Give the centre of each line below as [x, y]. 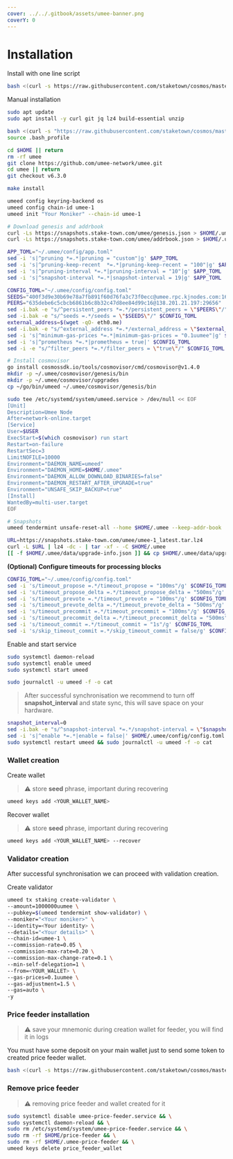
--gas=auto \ [26, 990]
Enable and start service [42, 644]
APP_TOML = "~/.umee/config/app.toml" [60, 252]
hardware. [39, 710]
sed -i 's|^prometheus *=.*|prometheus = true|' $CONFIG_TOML [99, 342]
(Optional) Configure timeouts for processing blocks [84, 566]
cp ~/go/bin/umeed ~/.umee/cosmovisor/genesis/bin [82, 387]
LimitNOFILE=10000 [34, 457]
